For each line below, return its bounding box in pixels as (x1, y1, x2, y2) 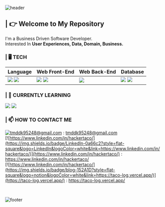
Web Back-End (79, 68, 116, 75)
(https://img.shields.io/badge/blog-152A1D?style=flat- (5, 167, 115, 173)
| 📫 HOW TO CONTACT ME (5, 116, 72, 123)
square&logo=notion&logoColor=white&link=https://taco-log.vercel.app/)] (5, 172, 157, 178)
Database (121, 68, 144, 75)
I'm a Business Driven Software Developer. (5, 35, 93, 41)
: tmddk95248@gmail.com (63, 130, 118, 136)
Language (7, 68, 32, 75)
